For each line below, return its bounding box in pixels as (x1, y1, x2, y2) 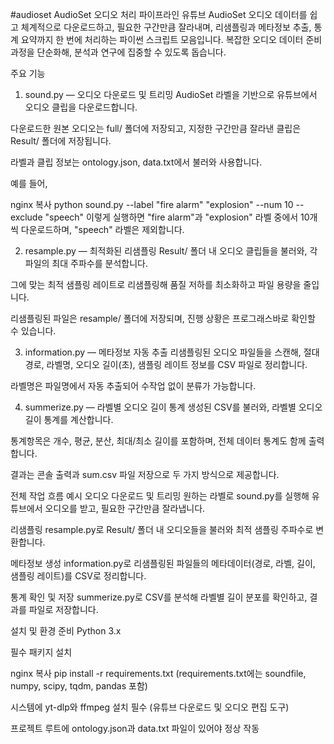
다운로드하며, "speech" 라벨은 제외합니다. (20, 224, 185, 235)
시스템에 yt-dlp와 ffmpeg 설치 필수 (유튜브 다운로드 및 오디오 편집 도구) (10, 701, 290, 713)
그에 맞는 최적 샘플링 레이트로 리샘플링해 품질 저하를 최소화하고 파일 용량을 (10, 279, 302, 290)
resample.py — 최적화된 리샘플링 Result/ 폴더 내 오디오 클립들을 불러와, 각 (24, 245, 318, 257)
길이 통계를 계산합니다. (24, 414, 114, 425)
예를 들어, (10, 178, 48, 189)
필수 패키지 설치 (10, 646, 73, 658)
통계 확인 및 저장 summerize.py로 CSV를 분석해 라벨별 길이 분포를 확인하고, (10, 591, 308, 603)
